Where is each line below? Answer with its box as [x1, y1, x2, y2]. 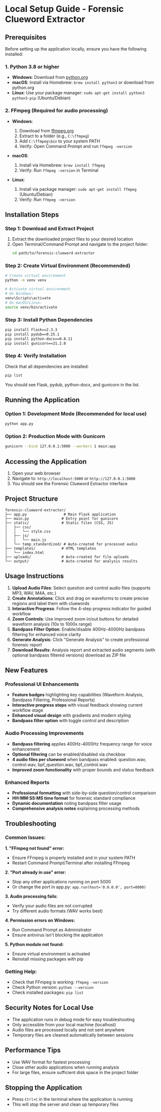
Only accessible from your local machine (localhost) [12, 1021, 116, 1027]
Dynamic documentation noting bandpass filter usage [12, 801, 122, 806]
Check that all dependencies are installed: [5, 364, 89, 369]
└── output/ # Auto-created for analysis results [5, 559, 138, 564]
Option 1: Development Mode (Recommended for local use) [5, 410, 147, 417]
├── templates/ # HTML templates [5, 546, 97, 551]
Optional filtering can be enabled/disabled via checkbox [12, 751, 126, 757]
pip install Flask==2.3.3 [5, 327, 57, 332]
